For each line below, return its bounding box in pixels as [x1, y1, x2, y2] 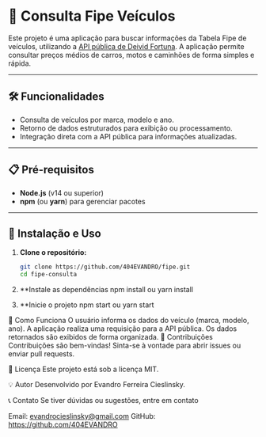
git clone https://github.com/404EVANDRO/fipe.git [19, 263, 191, 272]
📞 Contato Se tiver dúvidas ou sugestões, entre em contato [8, 396, 199, 405]
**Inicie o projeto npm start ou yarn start [19, 300, 154, 310]
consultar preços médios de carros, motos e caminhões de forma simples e [8, 50, 255, 59]
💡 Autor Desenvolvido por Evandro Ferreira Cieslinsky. [8, 380, 186, 389]
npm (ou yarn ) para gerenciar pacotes [19, 196, 146, 206]
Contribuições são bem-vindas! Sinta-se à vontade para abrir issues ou [8, 340, 241, 351]
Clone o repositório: [19, 248, 87, 257]
